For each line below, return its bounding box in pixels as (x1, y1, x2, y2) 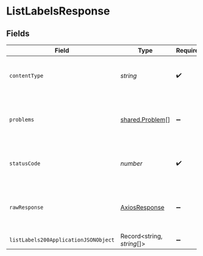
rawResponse (9, 204, 44, 211)
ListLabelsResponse (6, 4, 111, 18)
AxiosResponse (120, 203, 165, 211)
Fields (6, 28, 30, 39)
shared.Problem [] (120, 116, 170, 123)
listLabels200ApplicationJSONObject (9, 237, 115, 243)
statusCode (9, 160, 40, 167)
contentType (9, 73, 44, 79)
